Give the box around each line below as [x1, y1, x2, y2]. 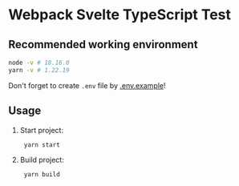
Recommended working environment [8, 38, 198, 51]
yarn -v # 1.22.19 [8, 66, 70, 74]
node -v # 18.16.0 [8, 59, 70, 67]
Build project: [19, 155, 64, 165]
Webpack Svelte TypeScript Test [8, 6, 231, 24]
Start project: [19, 125, 64, 135]
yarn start [23, 140, 60, 149]
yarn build [23, 171, 60, 179]
